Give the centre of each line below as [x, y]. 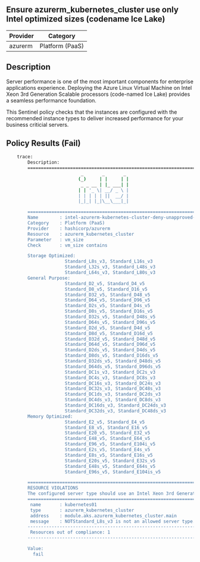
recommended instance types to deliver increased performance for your [95, 118]
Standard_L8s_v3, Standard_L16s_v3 [109, 261]
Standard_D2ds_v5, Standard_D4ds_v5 [110, 350]
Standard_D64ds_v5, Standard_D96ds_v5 [113, 366]
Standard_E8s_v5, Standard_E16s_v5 [109, 455]
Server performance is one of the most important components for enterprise [100, 81]
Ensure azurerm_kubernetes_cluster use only [92, 10]
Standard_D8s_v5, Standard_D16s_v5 [109, 311]
